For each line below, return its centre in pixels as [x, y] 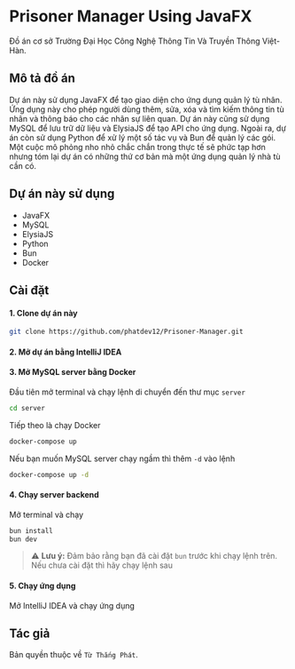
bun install [31, 530]
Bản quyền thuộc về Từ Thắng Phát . [74, 655]
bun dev [23, 539]
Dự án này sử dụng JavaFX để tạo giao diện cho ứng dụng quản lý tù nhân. [146, 100]
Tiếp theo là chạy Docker [55, 425]
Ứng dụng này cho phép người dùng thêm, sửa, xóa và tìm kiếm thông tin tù [147, 109]
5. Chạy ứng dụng [43, 585]
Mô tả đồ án [42, 79]
